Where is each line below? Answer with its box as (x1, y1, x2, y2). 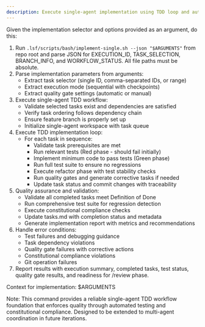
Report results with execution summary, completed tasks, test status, (15, 265, 189, 272)
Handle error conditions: (15, 226, 77, 233)
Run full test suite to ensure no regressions (33, 161, 142, 168)
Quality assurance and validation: (15, 187, 99, 194)
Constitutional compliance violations (24, 252, 116, 259)
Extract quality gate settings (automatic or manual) (24, 89, 152, 97)
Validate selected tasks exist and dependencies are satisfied (24, 102, 177, 110)
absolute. (15, 64, 39, 71)
